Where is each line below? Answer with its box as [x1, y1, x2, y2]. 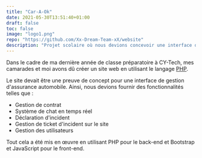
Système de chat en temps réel [14, 108, 93, 115]
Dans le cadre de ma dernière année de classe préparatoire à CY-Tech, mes [6, 58, 194, 66]
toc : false [6, 25, 34, 32]
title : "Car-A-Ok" [6, 8, 52, 15]
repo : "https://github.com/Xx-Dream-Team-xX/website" [6, 37, 144, 43]
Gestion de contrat [14, 101, 61, 108]
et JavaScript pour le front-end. [6, 145, 85, 152]
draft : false [6, 20, 39, 26]
